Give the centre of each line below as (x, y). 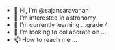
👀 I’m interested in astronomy (55, 18)
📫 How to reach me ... (45, 40)
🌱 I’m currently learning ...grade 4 (61, 25)
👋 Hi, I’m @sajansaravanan (51, 10)
